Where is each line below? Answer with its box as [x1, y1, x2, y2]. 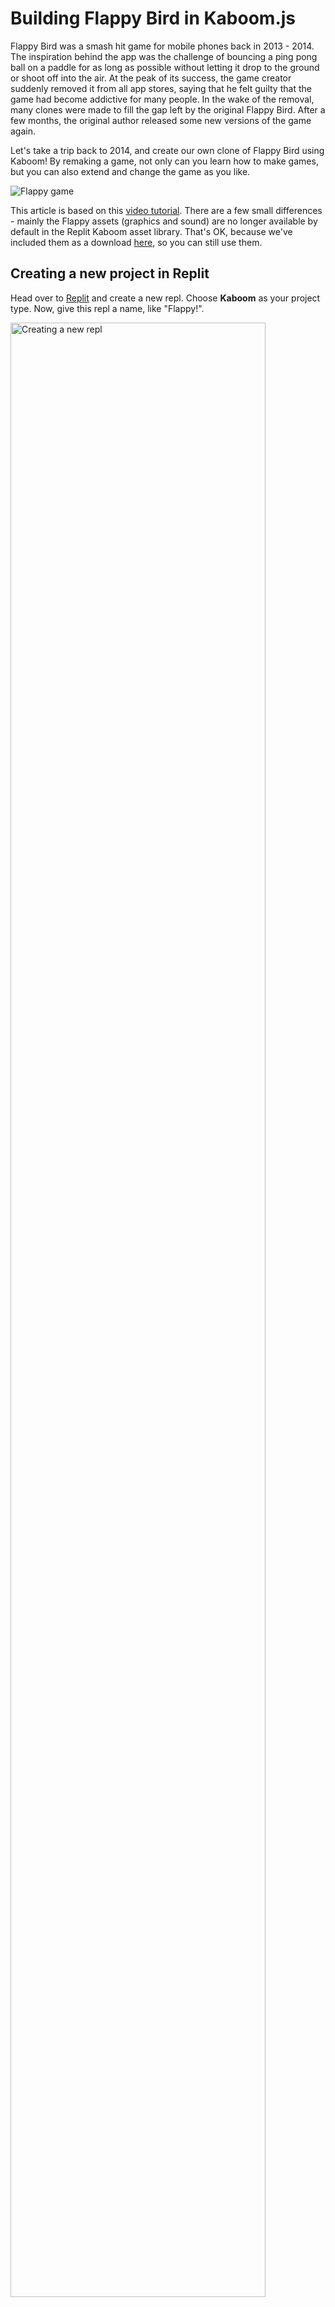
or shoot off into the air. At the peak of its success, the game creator [10, 72, 292, 84]
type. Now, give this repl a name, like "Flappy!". [10, 302, 205, 314]
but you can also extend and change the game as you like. [10, 165, 251, 177]
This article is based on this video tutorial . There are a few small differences [10, 204, 323, 216]
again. [10, 125, 37, 137]
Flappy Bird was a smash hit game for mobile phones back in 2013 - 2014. [10, 40, 315, 52]
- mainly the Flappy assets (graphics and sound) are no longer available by [10, 215, 318, 227]
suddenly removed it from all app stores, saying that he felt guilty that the [10, 82, 312, 94]
